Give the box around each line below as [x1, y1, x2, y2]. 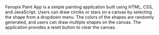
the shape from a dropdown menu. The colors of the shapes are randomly [5, 14, 154, 20]
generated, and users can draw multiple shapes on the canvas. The [5, 19, 141, 25]
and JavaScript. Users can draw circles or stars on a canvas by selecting [5, 9, 152, 15]
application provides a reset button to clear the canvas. [5, 24, 116, 30]
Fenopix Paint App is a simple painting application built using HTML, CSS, [5, 4, 153, 10]
